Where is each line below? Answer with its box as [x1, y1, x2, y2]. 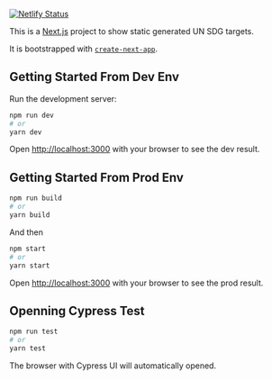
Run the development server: [9, 93, 117, 104]
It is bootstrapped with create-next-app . [9, 43, 159, 54]
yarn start [9, 261, 50, 270]
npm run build [9, 194, 63, 203]
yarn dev [9, 127, 42, 137]
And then [9, 226, 43, 238]
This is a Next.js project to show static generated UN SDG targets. [9, 26, 255, 36]
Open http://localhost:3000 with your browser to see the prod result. [9, 277, 264, 288]
